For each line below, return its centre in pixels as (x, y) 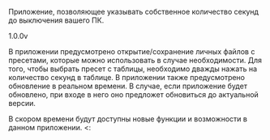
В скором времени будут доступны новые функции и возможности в (128, 119)
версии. (22, 103)
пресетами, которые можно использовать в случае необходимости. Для (135, 60)
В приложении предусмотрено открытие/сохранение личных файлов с (132, 51)
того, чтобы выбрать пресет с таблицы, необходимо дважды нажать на (133, 69)
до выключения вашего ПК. (56, 20)
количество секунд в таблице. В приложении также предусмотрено (127, 77)
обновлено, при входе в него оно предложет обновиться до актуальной (134, 95)
